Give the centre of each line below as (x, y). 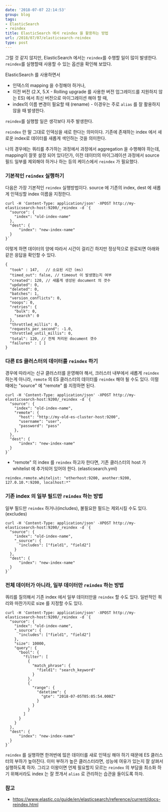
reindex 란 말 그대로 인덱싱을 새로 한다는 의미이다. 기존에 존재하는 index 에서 (81, 132)
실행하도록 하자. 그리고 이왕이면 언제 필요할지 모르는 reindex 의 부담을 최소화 (81, 767)
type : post (17, 43)
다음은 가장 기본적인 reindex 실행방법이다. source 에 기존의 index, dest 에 (78, 188)
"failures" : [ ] (28, 343)
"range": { (44, 688)
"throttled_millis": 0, (34, 325)
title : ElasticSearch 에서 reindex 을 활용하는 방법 (57, 33)
